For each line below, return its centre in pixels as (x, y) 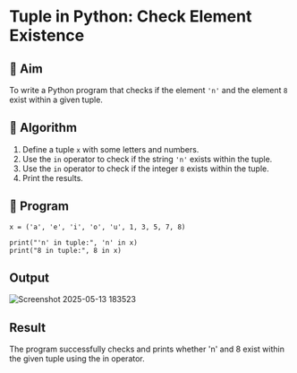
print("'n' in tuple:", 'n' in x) (74, 243)
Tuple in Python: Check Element (131, 17)
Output (29, 278)
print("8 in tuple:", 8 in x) (66, 250)
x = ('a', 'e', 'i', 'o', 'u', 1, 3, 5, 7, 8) (98, 227)
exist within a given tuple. (56, 100)
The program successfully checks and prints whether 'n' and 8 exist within (147, 349)
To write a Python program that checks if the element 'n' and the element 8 (148, 90)
